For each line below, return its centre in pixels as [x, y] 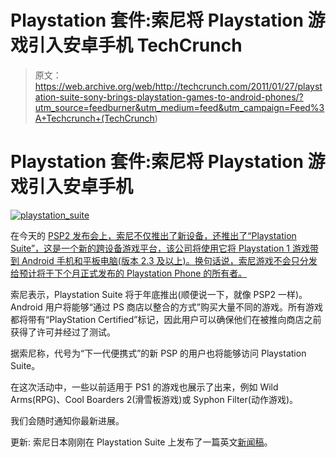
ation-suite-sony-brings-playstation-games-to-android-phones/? [169, 97]
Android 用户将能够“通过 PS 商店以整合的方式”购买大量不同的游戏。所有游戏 [166, 307]
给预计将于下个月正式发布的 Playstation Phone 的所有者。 [129, 273]
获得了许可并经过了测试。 [63, 332]
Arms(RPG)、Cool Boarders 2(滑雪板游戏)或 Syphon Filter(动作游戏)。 [154, 399]
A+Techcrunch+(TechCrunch [94, 118]
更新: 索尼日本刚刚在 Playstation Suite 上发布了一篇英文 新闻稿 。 [141, 442]
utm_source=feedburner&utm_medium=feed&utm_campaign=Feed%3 [179, 107]
